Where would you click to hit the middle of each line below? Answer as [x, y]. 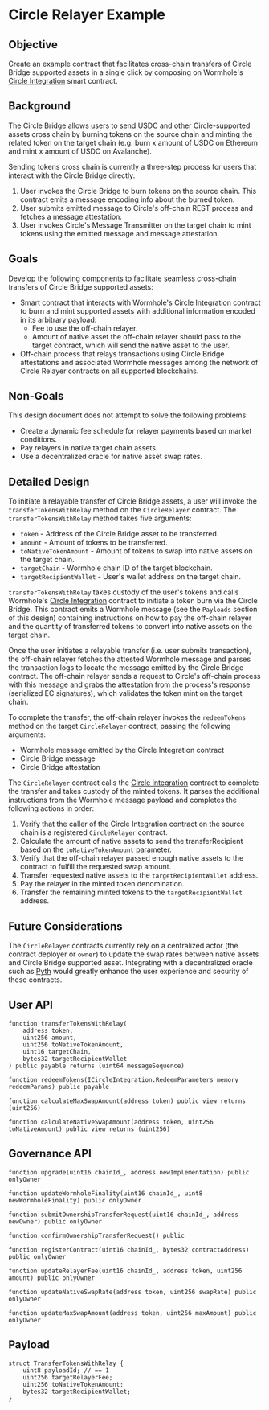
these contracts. [35, 980]
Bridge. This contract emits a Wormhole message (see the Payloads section [133, 610]
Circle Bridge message [57, 758]
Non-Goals [36, 396]
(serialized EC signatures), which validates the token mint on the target [125, 693]
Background [39, 106]
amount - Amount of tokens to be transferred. [94, 543]
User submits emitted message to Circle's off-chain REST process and [137, 208]
